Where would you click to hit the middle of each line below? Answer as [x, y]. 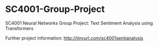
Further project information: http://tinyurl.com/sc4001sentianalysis [74, 38]
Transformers [19, 28]
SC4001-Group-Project [55, 9]
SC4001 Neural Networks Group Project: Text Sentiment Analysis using [79, 23]
